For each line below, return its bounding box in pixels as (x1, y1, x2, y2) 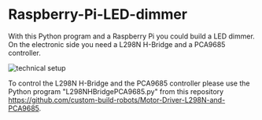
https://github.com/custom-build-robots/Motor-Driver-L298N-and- (8, 95, 226, 104)
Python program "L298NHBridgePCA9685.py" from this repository (8, 86, 224, 96)
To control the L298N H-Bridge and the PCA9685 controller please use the (8, 78, 250, 88)
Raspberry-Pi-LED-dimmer (8, 5, 187, 24)
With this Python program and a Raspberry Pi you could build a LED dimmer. (8, 31, 256, 41)
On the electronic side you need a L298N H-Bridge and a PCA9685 (8, 39, 226, 49)
